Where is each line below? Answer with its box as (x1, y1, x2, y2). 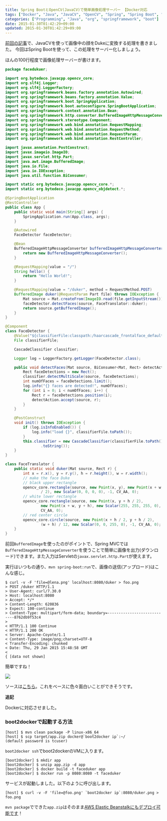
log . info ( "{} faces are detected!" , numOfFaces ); (23, 383, 128, 388)
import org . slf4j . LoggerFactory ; (5, 85, 75, 90)
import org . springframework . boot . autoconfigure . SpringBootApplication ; (5, 104, 157, 109)
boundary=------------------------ (87, 611, 162, 616)
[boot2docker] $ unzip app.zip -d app (5, 762, 85, 768)
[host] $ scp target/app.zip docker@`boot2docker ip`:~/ (5, 734, 126, 739)
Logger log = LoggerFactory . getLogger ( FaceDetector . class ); (14, 356, 141, 361)
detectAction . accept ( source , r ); (31, 397, 101, 402)
